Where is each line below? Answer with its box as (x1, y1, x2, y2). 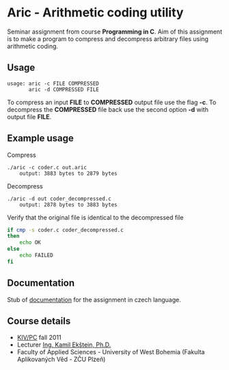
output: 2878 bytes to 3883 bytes (19, 201, 118, 208)
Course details (7, 315, 71, 327)
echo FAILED (19, 252, 53, 259)
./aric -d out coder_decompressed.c (7, 195, 111, 202)
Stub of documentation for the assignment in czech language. (7, 295, 181, 304)
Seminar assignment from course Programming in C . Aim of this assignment (7, 27, 222, 36)
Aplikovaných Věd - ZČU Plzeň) (16, 355, 106, 364)
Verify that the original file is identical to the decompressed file (7, 213, 184, 221)
